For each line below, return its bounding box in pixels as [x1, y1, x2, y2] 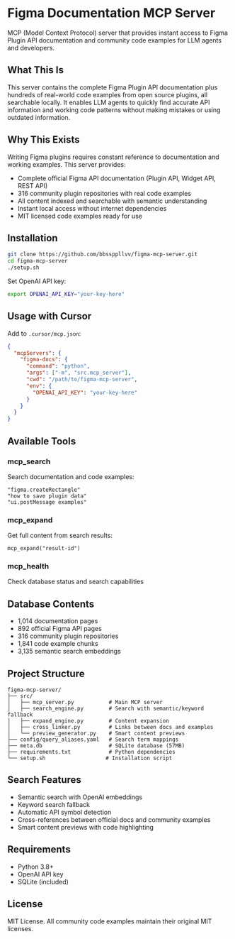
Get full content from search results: [7, 531, 113, 540]
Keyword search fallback [17, 800, 91, 808]
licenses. [7, 924, 34, 933]
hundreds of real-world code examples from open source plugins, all [7, 90, 208, 99]
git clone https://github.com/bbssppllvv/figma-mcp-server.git [7, 251, 198, 258]
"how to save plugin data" [7, 492, 87, 500]
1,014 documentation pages [17, 617, 98, 625]
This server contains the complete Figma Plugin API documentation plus [7, 83, 218, 92]
